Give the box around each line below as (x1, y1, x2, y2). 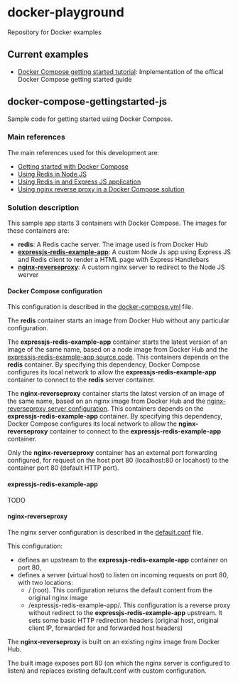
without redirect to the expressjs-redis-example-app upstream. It (28, 608, 222, 617)
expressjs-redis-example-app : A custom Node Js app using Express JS (17, 248, 231, 256)
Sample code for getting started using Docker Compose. (7, 115, 173, 123)
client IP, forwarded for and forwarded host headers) (28, 624, 183, 632)
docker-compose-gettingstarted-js (7, 95, 168, 107)
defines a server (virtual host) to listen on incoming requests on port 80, (17, 570, 229, 579)
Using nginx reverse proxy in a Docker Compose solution (17, 184, 185, 193)
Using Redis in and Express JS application (17, 177, 141, 186)
